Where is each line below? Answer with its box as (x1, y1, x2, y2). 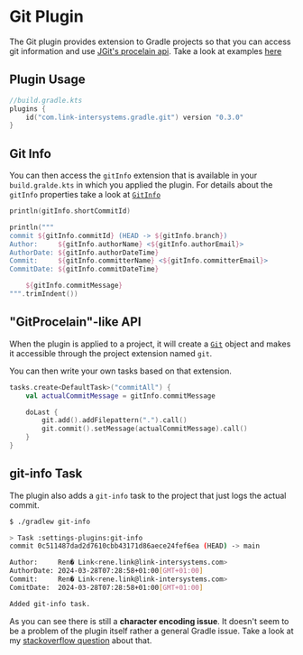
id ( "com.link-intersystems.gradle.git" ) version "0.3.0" (25, 113, 244, 122)
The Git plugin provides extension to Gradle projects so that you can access (9, 36, 291, 47)
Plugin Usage (9, 72, 86, 88)
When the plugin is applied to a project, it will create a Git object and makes (9, 338, 291, 349)
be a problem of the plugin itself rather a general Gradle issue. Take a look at (9, 625, 294, 636)
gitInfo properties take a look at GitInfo (9, 189, 161, 200)
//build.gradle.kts (9, 96, 83, 105)
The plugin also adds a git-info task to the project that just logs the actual (9, 490, 287, 501)
